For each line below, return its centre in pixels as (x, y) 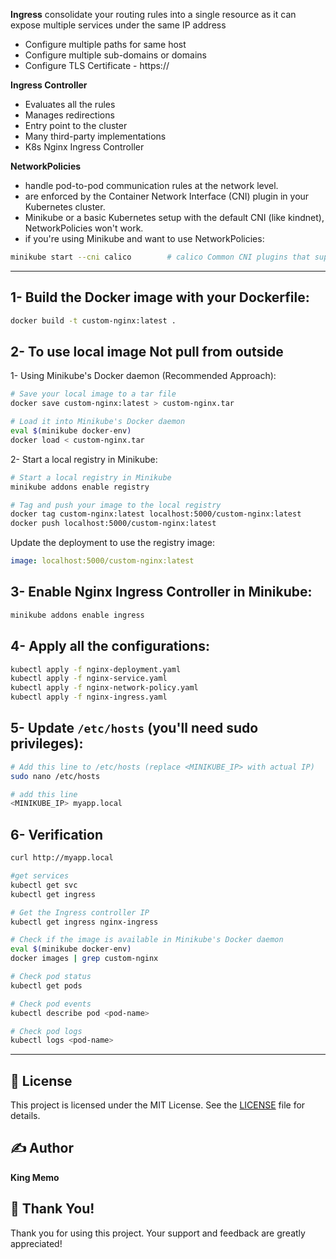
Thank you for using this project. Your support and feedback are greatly (158, 1233)
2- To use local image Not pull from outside (147, 351)
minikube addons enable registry (80, 487)
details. (25, 1116)
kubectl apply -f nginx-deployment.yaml (96, 669)
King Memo (35, 1177)
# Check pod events (51, 1004)
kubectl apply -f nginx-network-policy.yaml (104, 688)
